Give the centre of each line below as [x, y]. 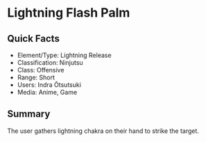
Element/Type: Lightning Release [65, 55]
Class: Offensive [41, 70]
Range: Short [36, 77]
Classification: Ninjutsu [50, 63]
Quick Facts [34, 39]
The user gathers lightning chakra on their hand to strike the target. [103, 131]
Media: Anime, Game [47, 92]
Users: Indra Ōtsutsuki [49, 85]
